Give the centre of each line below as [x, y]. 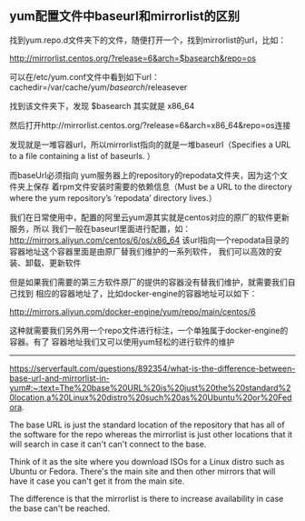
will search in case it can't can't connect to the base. [108, 444]
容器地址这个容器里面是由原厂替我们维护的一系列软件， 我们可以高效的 [142, 251]
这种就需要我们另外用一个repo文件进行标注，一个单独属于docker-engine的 [149, 330]
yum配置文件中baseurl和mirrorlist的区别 [125, 16]
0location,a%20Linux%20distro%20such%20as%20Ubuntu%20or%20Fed [151, 397]
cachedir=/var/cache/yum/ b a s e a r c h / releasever [98, 87]
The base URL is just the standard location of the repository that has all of [147, 425]
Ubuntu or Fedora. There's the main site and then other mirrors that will [143, 471]
